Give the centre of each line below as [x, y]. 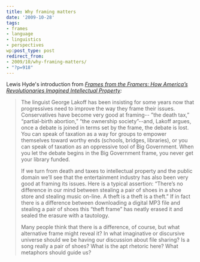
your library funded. [46, 160]
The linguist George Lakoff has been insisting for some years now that [107, 102]
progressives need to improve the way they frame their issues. [98, 109]
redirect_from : [25, 56]
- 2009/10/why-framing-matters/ [46, 62]
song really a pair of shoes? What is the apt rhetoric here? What [99, 246]
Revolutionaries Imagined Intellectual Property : [64, 91]
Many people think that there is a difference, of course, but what [100, 227]
